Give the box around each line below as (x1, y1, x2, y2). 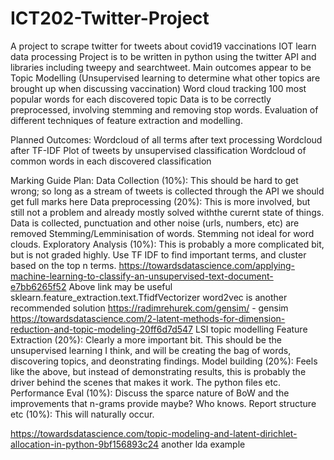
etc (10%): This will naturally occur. (10, 408, 155, 420)
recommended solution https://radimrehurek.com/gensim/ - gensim (10, 302, 289, 314)
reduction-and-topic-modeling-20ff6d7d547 (10, 323, 194, 335)
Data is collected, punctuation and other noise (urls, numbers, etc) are (10, 217, 300, 229)
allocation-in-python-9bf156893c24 (10, 438, 160, 450)
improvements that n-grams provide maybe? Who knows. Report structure (10, 397, 317, 409)
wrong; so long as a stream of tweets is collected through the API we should (10, 185, 325, 197)
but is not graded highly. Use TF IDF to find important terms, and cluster (10, 248, 307, 261)
